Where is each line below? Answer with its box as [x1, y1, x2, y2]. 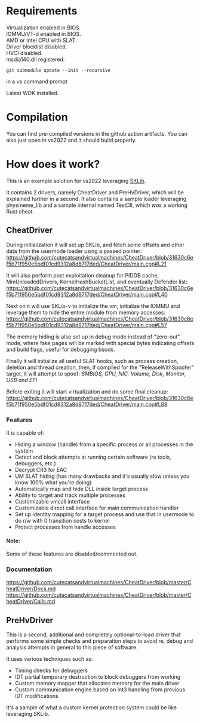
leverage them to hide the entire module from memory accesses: [6, 309, 166, 316]
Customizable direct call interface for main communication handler [14, 504, 179, 511]
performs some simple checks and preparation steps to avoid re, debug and [6, 637, 193, 645]
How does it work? [6, 157, 100, 171]
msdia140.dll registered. [6, 56, 65, 63]
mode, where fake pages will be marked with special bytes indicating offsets [6, 339, 195, 346]
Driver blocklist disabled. [6, 43, 67, 50]
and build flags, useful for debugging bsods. [6, 346, 115, 353]
